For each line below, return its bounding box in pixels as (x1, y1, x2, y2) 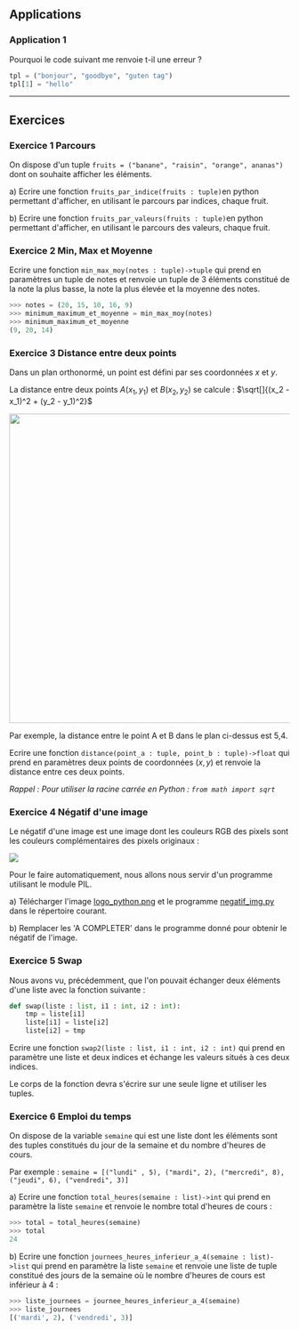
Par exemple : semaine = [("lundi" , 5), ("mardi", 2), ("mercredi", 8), (9, 1166, 285, 1178)
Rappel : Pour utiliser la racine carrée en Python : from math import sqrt (9, 783, 276, 795)
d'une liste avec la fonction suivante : (9, 984, 146, 995)
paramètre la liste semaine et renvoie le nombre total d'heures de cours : (9, 1201, 273, 1212)
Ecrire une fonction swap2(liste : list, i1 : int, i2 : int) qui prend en (9, 1042, 286, 1053)
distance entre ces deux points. (9, 766, 125, 777)
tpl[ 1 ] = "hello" (9, 79, 74, 88)
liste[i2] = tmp (25, 1026, 86, 1035)
